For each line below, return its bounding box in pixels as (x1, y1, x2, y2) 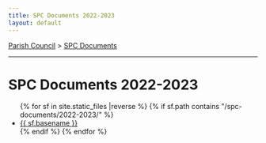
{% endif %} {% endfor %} (19, 127, 108, 137)
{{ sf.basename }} (19, 119, 78, 128)
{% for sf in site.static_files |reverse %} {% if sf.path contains (19, 102, 220, 111)
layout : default (8, 19, 62, 27)
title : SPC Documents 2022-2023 (8, 11, 115, 20)
